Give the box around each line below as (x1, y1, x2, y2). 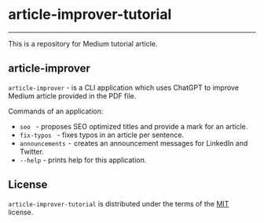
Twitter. (19, 147, 45, 156)
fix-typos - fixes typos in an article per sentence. (19, 130, 185, 139)
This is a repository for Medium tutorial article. (8, 39, 158, 48)
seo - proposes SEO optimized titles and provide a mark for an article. (19, 121, 248, 131)
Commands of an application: (8, 106, 104, 116)
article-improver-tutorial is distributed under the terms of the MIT (8, 199, 229, 208)
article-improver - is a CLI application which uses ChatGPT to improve (8, 83, 240, 92)
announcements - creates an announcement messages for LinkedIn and (19, 138, 248, 147)
